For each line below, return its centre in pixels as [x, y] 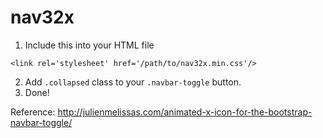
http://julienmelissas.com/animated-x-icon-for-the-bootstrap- [185, 112]
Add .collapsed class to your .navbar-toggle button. [133, 82]
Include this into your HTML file [89, 45]
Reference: [33, 112]
